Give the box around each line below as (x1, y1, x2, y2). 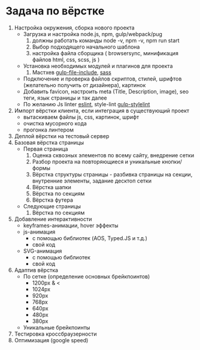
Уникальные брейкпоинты (23, 324, 90, 331)
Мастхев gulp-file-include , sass (32, 68, 111, 76)
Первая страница (23, 145, 68, 152)
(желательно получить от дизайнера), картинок (23, 81, 146, 88)
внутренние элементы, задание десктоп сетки (32, 177, 152, 184)
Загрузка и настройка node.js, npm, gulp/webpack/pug (23, 30, 163, 37)
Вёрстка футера (32, 196, 73, 204)
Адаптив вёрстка (14, 266, 58, 274)
